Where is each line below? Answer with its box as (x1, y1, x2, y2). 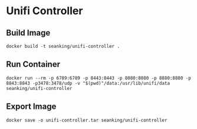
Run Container (6, 59, 61, 69)
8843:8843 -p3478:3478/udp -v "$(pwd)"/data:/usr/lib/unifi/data (6, 80, 170, 86)
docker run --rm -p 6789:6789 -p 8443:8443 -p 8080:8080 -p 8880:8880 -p (6, 75, 192, 81)
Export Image (6, 102, 57, 112)
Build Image (6, 28, 51, 38)
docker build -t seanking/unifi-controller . (6, 43, 120, 49)
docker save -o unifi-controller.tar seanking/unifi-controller (6, 117, 168, 123)
